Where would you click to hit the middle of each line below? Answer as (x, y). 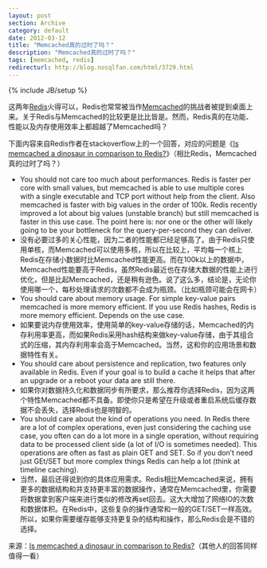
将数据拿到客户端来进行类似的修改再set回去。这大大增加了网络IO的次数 (137, 499)
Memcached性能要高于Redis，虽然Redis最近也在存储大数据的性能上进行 (139, 269)
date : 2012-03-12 (37, 38)
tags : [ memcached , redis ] (51, 61)
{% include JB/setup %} (48, 90)
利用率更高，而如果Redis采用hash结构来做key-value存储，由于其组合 (140, 335)
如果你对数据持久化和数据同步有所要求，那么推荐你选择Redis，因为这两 (137, 390)
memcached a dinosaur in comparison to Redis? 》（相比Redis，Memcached (133, 153)
